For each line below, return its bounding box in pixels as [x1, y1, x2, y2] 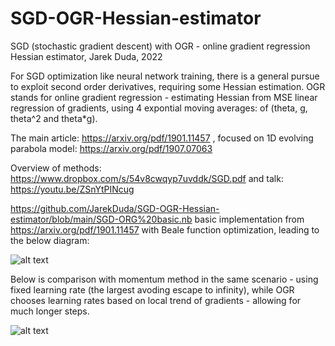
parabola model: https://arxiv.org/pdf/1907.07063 [10, 142, 213, 154]
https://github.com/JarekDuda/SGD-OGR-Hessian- [10, 202, 220, 214]
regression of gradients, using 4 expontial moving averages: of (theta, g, [10, 102, 308, 114]
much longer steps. [10, 305, 90, 317]
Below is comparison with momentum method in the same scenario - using [10, 273, 319, 285]
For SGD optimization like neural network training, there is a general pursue [10, 70, 320, 82]
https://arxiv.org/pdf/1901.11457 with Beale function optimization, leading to [10, 223, 320, 236]
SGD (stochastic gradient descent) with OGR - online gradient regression [10, 40, 311, 52]
